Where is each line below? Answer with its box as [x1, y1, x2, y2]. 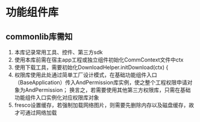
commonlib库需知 [5, 31, 73, 42]
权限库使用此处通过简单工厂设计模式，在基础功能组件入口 [14, 71, 157, 79]
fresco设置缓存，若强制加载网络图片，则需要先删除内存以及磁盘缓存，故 [14, 101, 194, 109]
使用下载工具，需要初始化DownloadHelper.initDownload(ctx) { [14, 64, 169, 71]
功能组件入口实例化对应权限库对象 [14, 94, 99, 101]
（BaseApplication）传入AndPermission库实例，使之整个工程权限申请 [14, 79, 187, 86]
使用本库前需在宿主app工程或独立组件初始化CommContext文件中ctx [14, 56, 184, 63]
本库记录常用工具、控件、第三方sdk [14, 49, 103, 56]
